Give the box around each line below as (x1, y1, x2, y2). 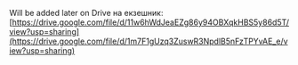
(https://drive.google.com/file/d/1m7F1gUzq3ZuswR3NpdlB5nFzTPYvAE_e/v (9, 36, 288, 46)
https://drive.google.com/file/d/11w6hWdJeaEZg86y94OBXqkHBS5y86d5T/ (12, 17, 290, 28)
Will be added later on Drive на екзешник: (9, 8, 164, 18)
